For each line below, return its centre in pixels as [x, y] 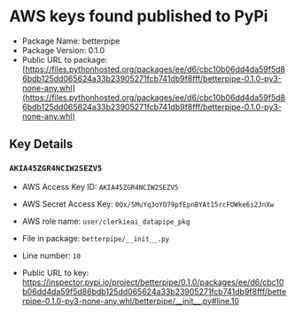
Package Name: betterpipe [71, 41]
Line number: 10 [51, 256]
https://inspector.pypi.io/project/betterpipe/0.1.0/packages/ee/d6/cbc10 [153, 282]
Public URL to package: [65, 59]
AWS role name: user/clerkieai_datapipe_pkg [106, 221]
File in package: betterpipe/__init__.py [96, 238]
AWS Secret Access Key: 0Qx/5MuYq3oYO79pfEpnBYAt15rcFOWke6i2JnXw [148, 204]
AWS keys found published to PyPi [139, 16]
